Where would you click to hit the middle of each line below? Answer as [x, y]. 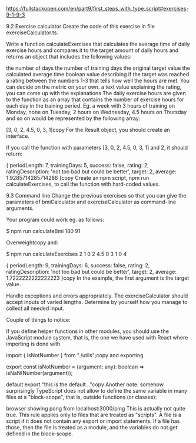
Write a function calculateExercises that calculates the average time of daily [98, 44]
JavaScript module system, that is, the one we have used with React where [97, 337]
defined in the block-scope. [40, 434]
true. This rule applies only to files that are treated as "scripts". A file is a [94, 415]
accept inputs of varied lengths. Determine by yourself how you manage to [97, 302]
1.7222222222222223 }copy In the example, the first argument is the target [98, 278]
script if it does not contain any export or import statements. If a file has [93, 421]
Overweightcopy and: [32, 242]
